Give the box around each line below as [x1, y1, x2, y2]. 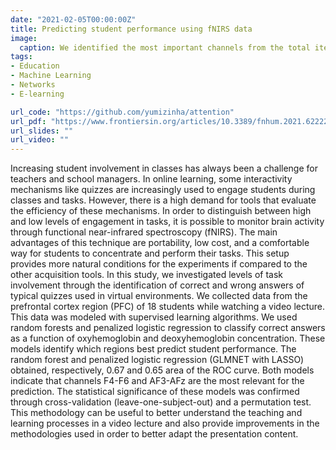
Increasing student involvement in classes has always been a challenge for [10, 162, 318, 175]
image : [10, 33, 38, 43]
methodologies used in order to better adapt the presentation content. [10, 428, 299, 440]
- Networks [10, 80, 56, 90]
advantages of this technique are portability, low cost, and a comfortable [10, 237, 310, 249]
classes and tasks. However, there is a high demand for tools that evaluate [10, 194, 317, 206]
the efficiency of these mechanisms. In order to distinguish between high [10, 205, 312, 217]
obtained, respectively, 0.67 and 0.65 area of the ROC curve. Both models [10, 364, 315, 376]
